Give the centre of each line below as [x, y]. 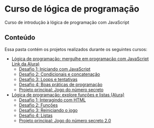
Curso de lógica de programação [72, 9]
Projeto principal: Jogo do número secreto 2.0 [65, 120]
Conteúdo [20, 38]
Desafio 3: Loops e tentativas [48, 79]
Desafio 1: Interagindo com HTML [52, 100]
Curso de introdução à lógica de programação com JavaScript [67, 22]
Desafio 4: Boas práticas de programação [60, 84]
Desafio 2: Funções [38, 105]
